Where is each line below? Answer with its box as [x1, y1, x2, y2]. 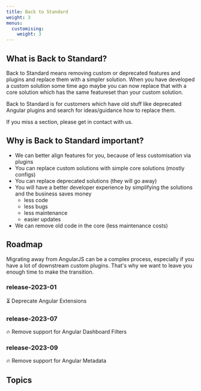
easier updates [23, 215, 61, 223]
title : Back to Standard [6, 8, 68, 15]
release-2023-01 [6, 283, 57, 292]
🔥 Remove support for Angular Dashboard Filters [6, 328, 127, 336]
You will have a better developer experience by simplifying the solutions [14, 183, 193, 191]
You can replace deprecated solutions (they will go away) [14, 177, 157, 184]
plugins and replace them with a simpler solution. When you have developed [6, 76, 195, 83]
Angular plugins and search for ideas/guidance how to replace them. [6, 106, 176, 114]
